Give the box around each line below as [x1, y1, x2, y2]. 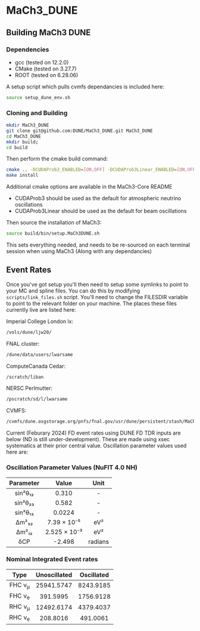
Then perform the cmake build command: [6, 155, 108, 162]
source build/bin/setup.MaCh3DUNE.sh [6, 230, 100, 236]
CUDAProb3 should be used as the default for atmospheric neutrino [14, 195, 182, 202]
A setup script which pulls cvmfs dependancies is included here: [6, 83, 165, 90]
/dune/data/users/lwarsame [6, 352, 73, 358]
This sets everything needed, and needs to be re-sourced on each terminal [6, 241, 190, 248]
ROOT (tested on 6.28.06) [14, 71, 79, 78]
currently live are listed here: [6, 306, 76, 313]
